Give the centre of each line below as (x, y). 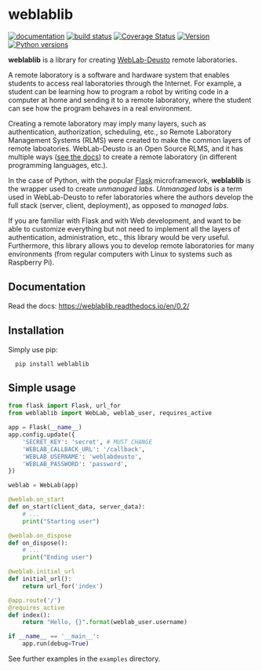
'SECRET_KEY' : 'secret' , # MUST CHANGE (87, 442)
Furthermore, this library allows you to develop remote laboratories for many (131, 246)
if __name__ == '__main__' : (54, 636)
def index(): (29, 615)
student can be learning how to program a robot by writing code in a (118, 91)
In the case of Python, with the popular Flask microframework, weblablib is (129, 180)
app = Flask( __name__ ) (45, 428)
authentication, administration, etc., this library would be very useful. (119, 237)
